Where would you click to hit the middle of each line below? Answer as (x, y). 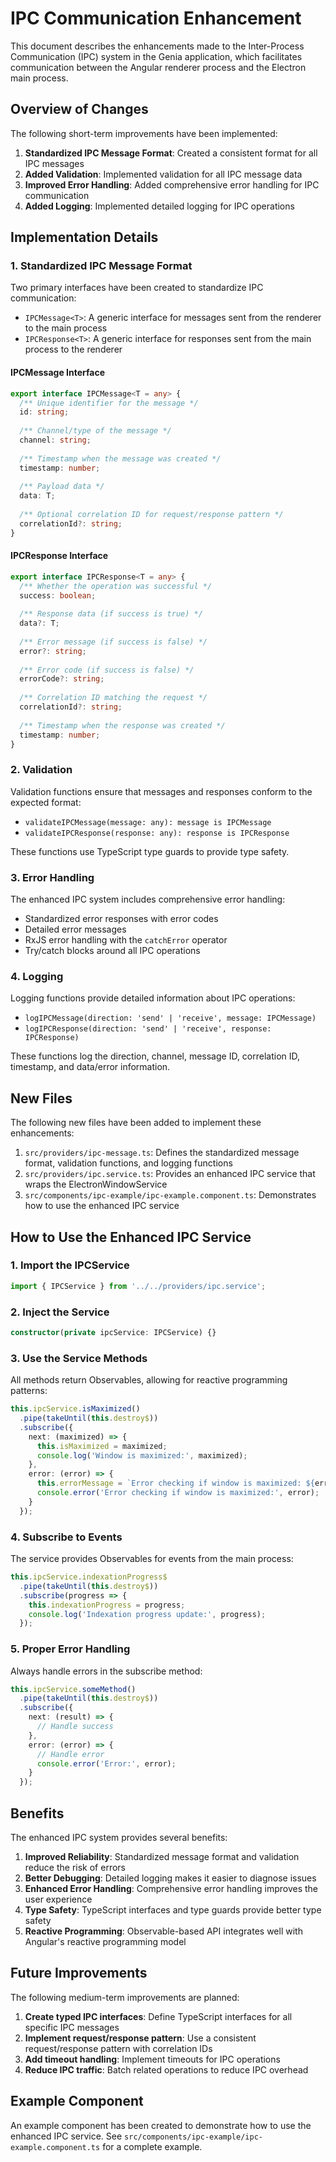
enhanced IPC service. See (66, 2136)
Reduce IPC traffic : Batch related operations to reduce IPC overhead (166, 2069)
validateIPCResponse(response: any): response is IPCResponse (157, 833)
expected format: (46, 802)
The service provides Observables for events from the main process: (152, 1558)
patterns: (29, 1391)
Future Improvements (79, 1973)
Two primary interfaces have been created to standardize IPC (137, 288)
